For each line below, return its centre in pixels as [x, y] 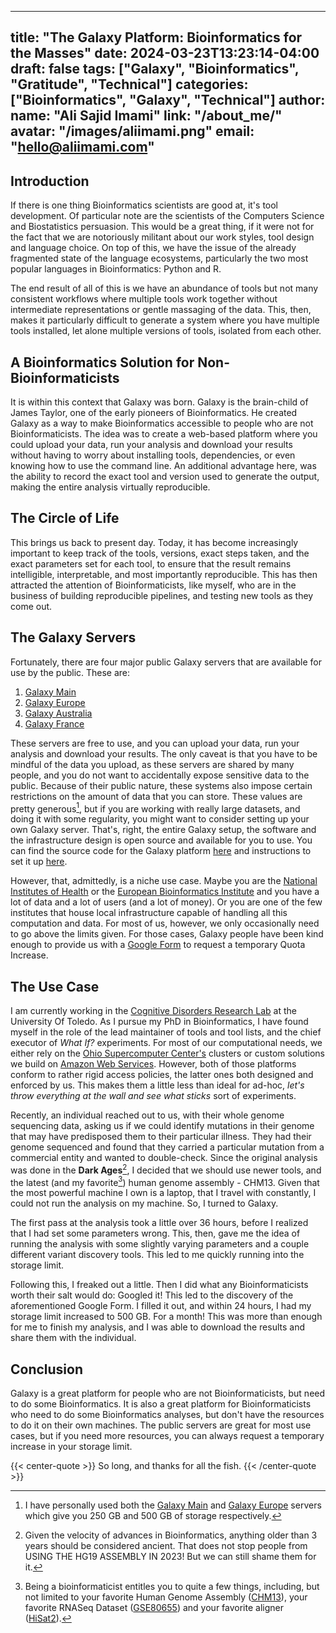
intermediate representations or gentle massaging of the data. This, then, [161, 310]
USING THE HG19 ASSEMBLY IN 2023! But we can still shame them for [170, 1557]
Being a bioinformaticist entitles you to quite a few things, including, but [172, 1587]
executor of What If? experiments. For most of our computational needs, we [166, 1043]
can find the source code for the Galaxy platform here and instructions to [161, 851]
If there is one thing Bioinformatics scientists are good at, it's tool [144, 205]
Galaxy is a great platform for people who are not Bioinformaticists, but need [168, 1393]
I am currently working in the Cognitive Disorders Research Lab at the [154, 1011]
